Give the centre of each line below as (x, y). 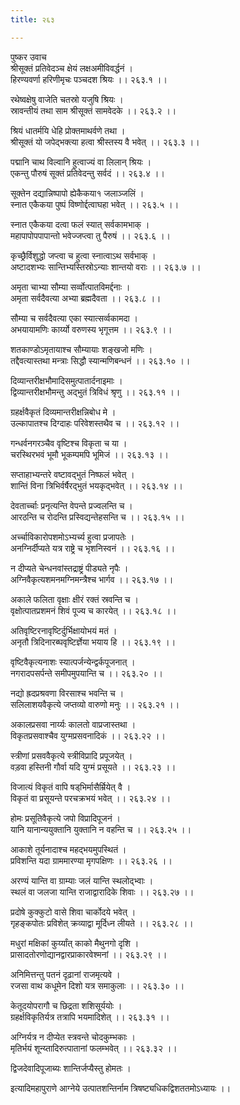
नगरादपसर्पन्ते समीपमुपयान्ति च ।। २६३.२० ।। (86, 673)
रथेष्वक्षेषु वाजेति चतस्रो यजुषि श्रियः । (67, 99)
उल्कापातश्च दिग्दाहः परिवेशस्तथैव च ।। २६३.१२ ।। (95, 423)
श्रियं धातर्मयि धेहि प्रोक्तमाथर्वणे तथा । (68, 130)
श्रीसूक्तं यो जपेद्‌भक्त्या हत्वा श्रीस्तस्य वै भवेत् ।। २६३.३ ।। (105, 142)
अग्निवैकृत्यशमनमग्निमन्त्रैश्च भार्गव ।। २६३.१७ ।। (92, 579)
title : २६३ (32, 19)
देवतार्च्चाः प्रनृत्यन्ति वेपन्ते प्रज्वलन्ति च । (71, 505)
